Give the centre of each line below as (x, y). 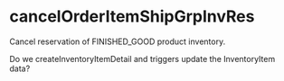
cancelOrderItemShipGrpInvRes (132, 17)
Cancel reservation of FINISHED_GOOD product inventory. (118, 41)
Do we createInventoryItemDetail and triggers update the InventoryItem (142, 58)
